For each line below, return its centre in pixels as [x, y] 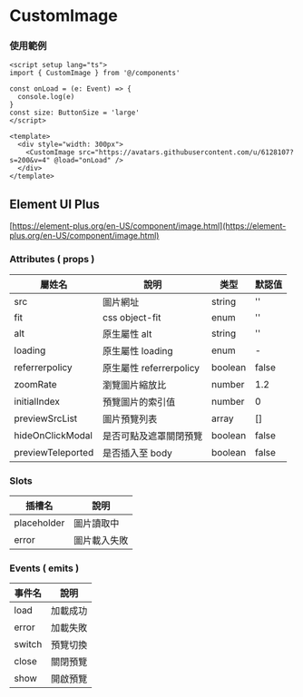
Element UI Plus [54, 204]
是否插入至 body [137, 453]
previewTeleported [54, 452]
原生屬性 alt [127, 334]
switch [28, 644]
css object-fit [132, 317]
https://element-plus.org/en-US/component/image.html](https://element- [149, 226]
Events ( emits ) [44, 568]
